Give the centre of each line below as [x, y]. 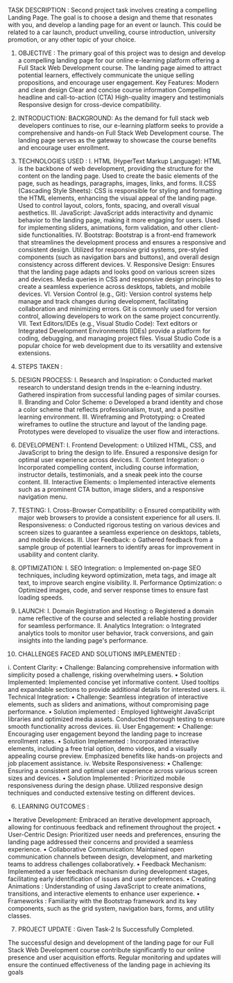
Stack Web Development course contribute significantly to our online [106, 950]
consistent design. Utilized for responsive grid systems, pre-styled [113, 250]
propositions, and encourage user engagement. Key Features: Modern [118, 82]
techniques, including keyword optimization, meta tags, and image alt [117, 575]
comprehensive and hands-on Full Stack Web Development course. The [121, 133]
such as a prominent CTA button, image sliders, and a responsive [111, 489]
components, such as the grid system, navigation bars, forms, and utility [111, 908]
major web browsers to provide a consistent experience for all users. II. [119, 518]
